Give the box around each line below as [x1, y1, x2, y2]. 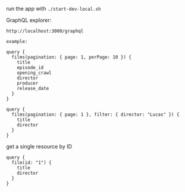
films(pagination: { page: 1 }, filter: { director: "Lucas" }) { [11, 112, 180, 117]
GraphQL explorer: [6, 17, 52, 23]
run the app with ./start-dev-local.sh [6, 5, 101, 12]
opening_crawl [17, 70, 52, 76]
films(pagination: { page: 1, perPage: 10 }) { [11, 54, 132, 60]
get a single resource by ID [6, 143, 73, 150]
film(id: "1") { [11, 160, 52, 166]
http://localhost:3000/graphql [6, 28, 84, 34]
